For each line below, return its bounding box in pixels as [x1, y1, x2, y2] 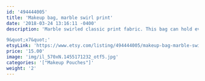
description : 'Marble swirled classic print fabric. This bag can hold [6, 26, 192, 32]
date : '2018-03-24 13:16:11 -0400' [6, 20, 97, 26]
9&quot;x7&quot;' [6, 37, 51, 43]
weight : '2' [6, 65, 37, 71]
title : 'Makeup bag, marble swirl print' [6, 15, 113, 21]
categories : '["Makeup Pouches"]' [6, 59, 95, 66]
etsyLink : [6, 43, 32, 49]
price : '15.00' [6, 48, 45, 55]
